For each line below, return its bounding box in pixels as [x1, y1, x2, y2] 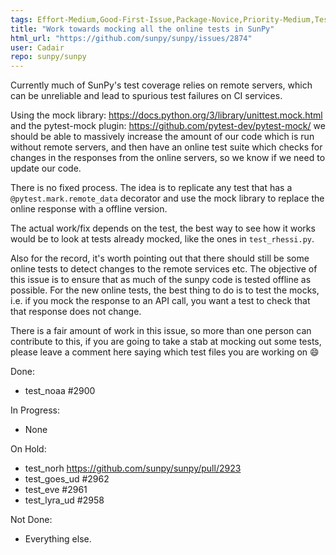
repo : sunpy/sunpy [10, 52, 87, 62]
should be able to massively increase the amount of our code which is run [10, 131, 315, 143]
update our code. [10, 162, 82, 175]
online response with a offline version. [10, 203, 168, 215]
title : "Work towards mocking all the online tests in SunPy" [10, 24, 275, 34]
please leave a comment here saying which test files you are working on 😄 [10, 346, 320, 358]
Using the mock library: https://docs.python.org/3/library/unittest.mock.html [10, 109, 323, 121]
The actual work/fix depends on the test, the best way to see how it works [10, 222, 316, 235]
